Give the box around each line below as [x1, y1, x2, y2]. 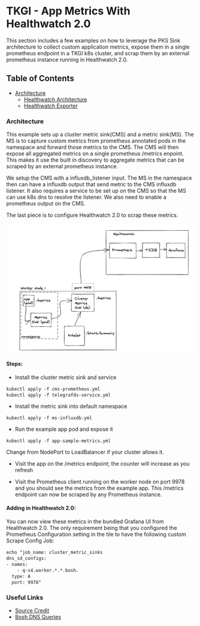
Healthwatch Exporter [23, 102, 78, 109]
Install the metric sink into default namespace [14, 403, 128, 410]
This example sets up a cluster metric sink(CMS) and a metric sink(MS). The [6, 131, 195, 138]
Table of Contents [6, 73, 75, 84]
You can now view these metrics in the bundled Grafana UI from [6, 518, 165, 525]
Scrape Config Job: [6, 536, 54, 544]
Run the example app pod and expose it [14, 425, 113, 433]
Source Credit [14, 607, 50, 614]
